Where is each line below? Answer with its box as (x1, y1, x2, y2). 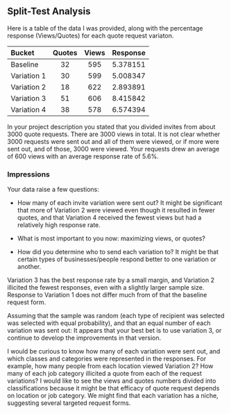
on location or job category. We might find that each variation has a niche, (7, 392, 219, 400)
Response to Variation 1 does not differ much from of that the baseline (7, 291, 207, 299)
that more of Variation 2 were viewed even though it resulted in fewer (17, 206, 216, 215)
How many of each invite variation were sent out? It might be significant (17, 199, 223, 207)
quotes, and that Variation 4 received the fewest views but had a (17, 213, 202, 222)
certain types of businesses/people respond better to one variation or (17, 255, 217, 263)
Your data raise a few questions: (7, 185, 99, 194)
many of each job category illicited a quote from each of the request (7, 370, 203, 378)
